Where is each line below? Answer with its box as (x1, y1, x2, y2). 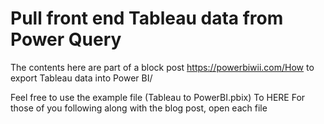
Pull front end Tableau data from (10, 7, 284, 30)
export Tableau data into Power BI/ (10, 72, 153, 84)
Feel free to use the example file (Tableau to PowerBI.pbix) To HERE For (10, 91, 306, 103)
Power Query (10, 28, 122, 51)
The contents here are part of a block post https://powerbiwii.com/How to (10, 61, 315, 73)
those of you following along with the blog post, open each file (10, 102, 268, 114)
